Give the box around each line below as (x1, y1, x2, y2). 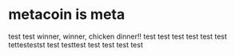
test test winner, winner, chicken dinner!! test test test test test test (8, 32, 228, 41)
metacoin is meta (8, 6, 125, 24)
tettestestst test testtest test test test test (8, 39, 144, 49)
